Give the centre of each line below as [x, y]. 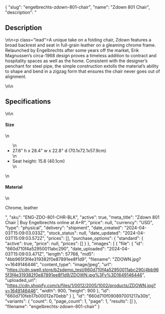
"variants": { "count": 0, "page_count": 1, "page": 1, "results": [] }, [71, 301]
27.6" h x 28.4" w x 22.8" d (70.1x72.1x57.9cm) [59, 151]
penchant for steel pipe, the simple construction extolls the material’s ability [82, 66]
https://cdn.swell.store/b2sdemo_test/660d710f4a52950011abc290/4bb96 [83, 270]
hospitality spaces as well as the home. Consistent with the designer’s [76, 61]
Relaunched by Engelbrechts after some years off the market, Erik [72, 50]
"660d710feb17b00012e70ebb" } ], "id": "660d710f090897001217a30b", [78, 296]
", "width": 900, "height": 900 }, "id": [73, 291]
